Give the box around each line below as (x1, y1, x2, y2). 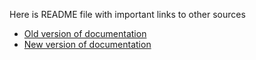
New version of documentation (23, 39, 152, 50)
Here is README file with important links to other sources (9, 9, 246, 20)
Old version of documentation (23, 28, 147, 39)
